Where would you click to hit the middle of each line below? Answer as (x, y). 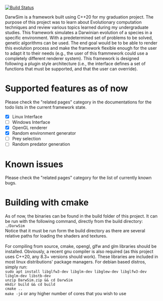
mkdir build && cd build (30, 285)
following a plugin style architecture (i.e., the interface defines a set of (75, 64)
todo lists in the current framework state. (46, 107)
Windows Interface (31, 122)
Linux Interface (27, 117)
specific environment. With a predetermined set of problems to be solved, (79, 38)
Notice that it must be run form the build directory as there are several (75, 231)
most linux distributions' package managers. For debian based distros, (76, 262)
